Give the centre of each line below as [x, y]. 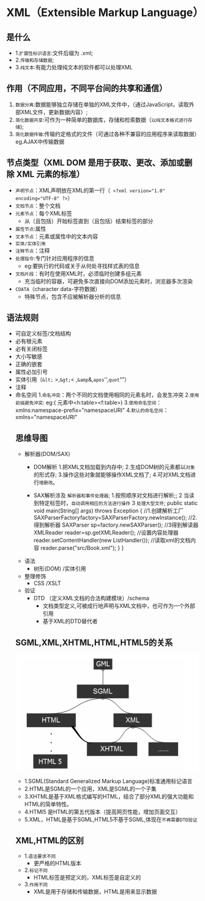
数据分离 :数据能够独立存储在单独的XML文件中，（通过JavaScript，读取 [102, 104]
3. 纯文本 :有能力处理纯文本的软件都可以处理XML [74, 67]
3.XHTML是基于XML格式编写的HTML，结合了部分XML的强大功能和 [109, 796]
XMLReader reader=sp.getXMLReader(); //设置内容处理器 [106, 533]
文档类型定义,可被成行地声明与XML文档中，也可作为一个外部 [119, 606]
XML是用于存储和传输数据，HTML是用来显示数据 [95, 891]
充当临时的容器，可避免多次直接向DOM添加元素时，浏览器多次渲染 [109, 281]
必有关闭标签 [31, 349]
